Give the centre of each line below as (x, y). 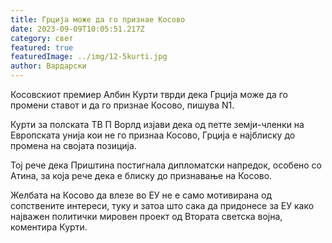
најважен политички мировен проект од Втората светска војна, (146, 216)
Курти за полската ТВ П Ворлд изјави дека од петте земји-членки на (157, 124)
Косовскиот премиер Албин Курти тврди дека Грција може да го (149, 94)
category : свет (42, 38)
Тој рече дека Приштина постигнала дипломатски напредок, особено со (166, 165)
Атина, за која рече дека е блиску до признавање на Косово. (141, 175)
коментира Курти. (49, 227)
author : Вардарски (48, 66)
